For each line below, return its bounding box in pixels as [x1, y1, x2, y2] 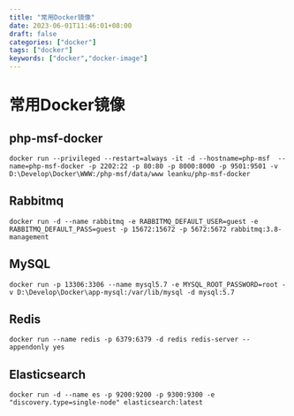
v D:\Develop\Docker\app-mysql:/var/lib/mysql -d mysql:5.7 [9, 288, 236, 297]
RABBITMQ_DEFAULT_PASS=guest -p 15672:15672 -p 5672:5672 [9, 225, 227, 234]
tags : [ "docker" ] [9, 46, 73, 55]
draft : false [9, 29, 57, 38]
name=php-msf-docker [9, 162, 86, 171]
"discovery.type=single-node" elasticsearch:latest [9, 398, 203, 407]
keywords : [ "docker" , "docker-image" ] [9, 54, 148, 63]
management [9, 232, 49, 242]
